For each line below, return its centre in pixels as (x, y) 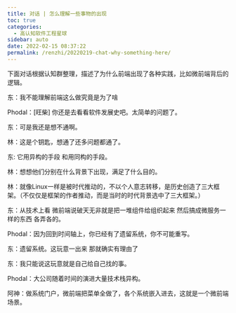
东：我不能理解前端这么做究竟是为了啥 (63, 97)
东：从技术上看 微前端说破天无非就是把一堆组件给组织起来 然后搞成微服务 (113, 210)
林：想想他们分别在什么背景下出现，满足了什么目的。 (84, 172)
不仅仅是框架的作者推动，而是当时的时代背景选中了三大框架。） (113, 195)
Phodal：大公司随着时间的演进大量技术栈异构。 (76, 278)
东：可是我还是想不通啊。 (44, 127)
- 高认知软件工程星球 (40, 33)
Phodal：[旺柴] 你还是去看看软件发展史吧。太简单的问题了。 (94, 112)
